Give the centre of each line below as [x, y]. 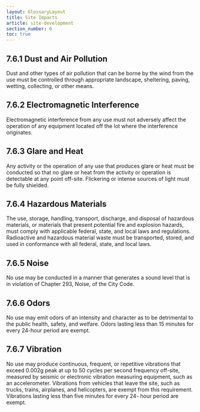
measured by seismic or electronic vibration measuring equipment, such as [99, 376]
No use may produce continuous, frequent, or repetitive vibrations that [94, 364]
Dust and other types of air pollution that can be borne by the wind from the [100, 73]
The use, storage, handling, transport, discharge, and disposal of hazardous [100, 218]
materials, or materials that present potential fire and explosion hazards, [95, 225]
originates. [20, 132]
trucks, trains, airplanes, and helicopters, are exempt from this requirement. [100, 389]
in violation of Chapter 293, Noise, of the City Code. [70, 284]
